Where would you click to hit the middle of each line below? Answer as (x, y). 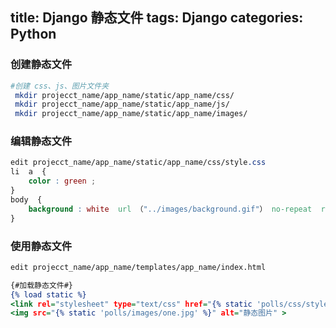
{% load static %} (48, 294)
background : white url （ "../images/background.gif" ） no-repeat (170, 209)
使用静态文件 (41, 246)
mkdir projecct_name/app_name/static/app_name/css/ (124, 95)
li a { (28, 172)
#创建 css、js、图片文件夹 (60, 86)
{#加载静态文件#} (41, 285)
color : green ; (62, 181)
